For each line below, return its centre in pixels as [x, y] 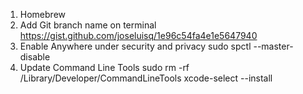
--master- [273, 46]
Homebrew [42, 14]
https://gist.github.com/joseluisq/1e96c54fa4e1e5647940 [138, 35]
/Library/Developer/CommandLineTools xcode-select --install [146, 78]
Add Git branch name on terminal [88, 25]
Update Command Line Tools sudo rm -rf [104, 67]
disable [35, 57]
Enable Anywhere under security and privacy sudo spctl [135, 46]
